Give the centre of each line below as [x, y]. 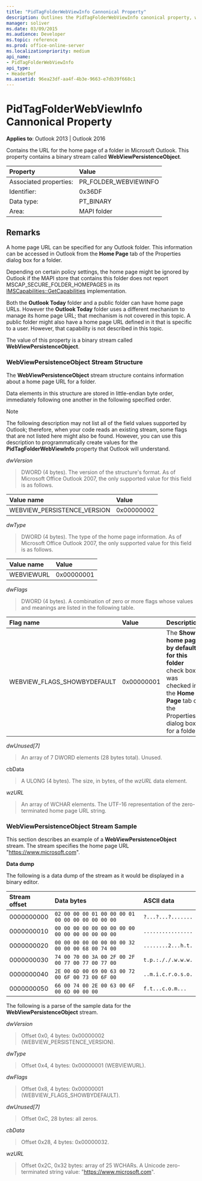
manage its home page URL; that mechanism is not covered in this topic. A [99, 315]
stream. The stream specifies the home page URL [68, 846]
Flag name [25, 623]
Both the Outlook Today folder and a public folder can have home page [95, 302]
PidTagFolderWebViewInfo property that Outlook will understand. [88, 449]
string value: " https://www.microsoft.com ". [102, 1172]
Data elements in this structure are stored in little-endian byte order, [90, 394]
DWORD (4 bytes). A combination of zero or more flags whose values [107, 601]
